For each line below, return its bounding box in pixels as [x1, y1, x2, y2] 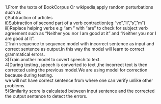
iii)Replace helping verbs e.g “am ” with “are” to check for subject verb [5, 25, 148, 31]
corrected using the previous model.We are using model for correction [5, 67, 148, 73]
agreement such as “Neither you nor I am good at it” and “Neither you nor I [5, 31, 156, 36]
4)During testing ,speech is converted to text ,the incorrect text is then [5, 62, 148, 68]
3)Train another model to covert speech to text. [5, 57, 101, 62]
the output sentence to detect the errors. [5, 93, 87, 99]
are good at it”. [5, 35, 35, 41]
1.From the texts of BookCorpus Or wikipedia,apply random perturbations [5, 4, 154, 10]
